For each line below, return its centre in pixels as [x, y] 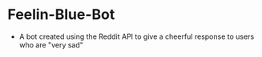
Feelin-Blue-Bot [61, 15]
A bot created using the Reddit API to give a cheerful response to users [137, 36]
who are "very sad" [51, 44]
